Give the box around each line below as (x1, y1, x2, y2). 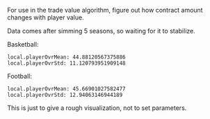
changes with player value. (7, 13, 85, 22)
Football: (7, 72, 33, 80)
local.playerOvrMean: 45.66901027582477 (7, 86, 127, 93)
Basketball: (7, 40, 39, 48)
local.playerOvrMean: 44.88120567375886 (7, 54, 127, 61)
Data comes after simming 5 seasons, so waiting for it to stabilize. (7, 27, 196, 35)
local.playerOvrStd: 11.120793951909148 (7, 60, 127, 67)
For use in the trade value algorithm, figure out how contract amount (7, 6, 203, 14)
